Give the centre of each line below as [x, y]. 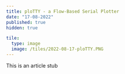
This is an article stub [32, 65]
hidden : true [22, 28]
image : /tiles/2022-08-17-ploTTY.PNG [58, 49]
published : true [26, 22]
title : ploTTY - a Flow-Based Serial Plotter [62, 11]
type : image [26, 44]
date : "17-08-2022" [30, 17]
